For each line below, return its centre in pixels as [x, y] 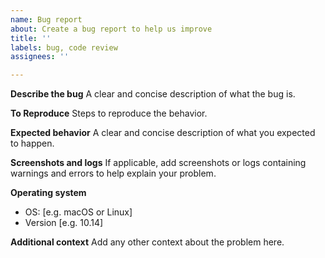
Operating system [48, 193]
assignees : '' [40, 57]
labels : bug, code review [64, 47]
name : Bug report [46, 19]
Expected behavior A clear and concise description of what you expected [163, 133]
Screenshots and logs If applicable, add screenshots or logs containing [158, 163]
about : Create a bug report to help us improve [111, 29]
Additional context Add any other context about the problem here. [147, 242]
